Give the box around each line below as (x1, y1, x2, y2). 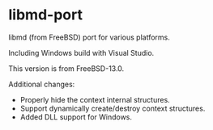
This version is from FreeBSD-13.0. (8, 63, 125, 73)
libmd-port (8, 6, 83, 24)
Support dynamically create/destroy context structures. (19, 103, 206, 113)
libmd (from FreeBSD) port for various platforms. (8, 32, 170, 42)
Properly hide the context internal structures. (19, 94, 170, 104)
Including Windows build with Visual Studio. (8, 48, 155, 57)
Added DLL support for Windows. (19, 111, 132, 122)
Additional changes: (8, 79, 75, 89)
